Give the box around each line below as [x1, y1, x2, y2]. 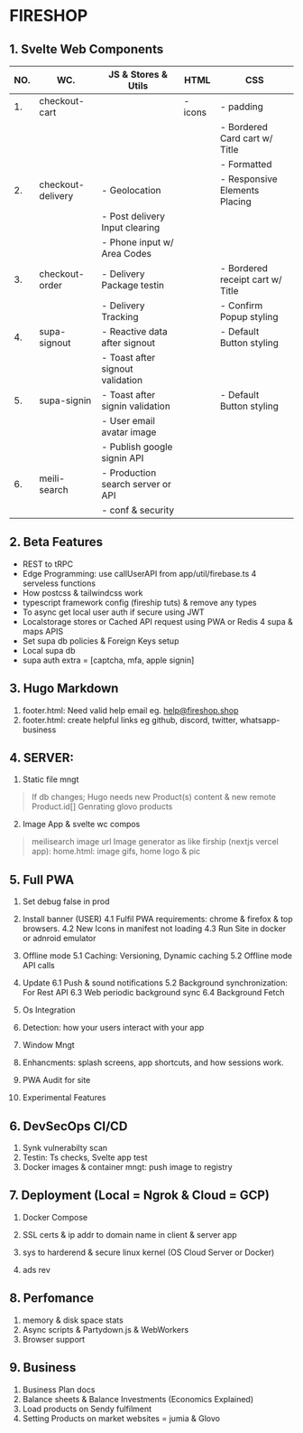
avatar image [101, 426, 157, 438]
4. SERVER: [9, 750, 74, 766]
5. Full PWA [9, 872, 75, 887]
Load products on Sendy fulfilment [22, 1403, 151, 1414]
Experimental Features [22, 1092, 106, 1103]
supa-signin [39, 394, 92, 407]
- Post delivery [101, 210, 165, 222]
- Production [101, 467, 157, 479]
